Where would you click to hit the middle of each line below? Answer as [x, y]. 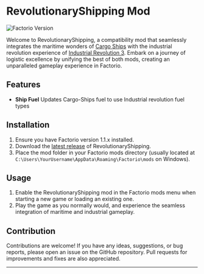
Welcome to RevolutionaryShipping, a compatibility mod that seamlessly [97, 39]
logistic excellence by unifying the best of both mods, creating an [88, 59]
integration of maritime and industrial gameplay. [75, 212]
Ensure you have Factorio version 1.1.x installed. [75, 139]
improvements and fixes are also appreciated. [63, 259]
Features [23, 85]
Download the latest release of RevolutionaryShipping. [83, 146]
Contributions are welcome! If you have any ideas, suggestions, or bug [95, 246]
